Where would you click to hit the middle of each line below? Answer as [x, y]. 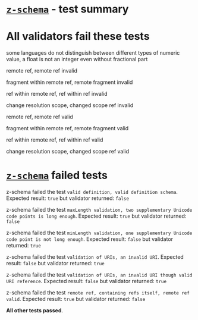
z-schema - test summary [67, 9]
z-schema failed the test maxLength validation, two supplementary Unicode [99, 210]
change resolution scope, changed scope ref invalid [70, 105]
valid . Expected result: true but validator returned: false [76, 299]
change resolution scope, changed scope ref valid [68, 152]
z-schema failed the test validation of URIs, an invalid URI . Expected [95, 257]
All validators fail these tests [78, 37]
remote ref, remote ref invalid [42, 71]
